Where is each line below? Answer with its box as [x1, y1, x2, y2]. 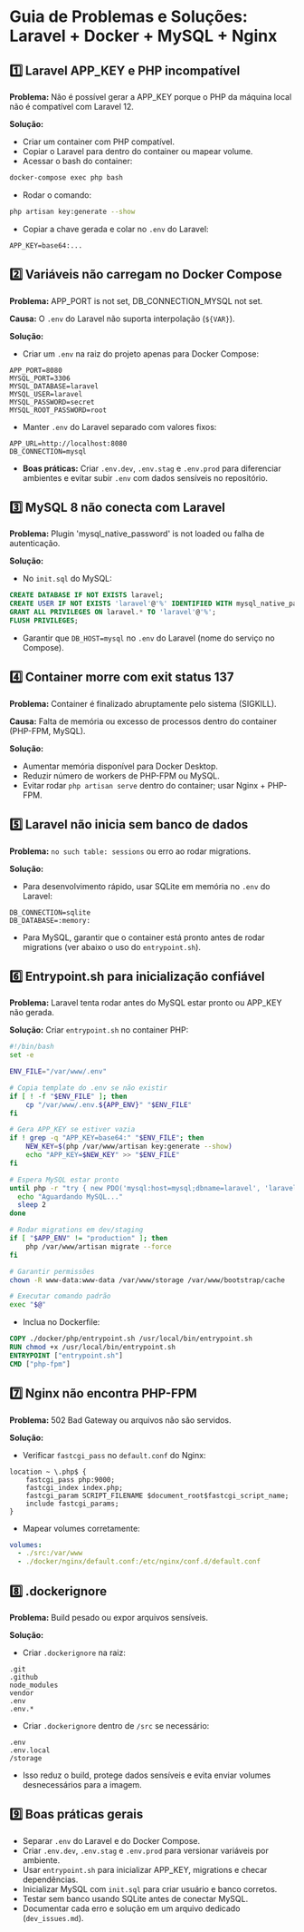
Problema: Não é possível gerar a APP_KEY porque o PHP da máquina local [9, 92, 292, 102]
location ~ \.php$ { [9, 1467, 88, 1476]
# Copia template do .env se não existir [9, 1083, 168, 1093]
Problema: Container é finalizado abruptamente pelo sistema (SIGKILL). [9, 698, 278, 709]
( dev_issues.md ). [22, 1912, 84, 1923]
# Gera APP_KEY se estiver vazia [9, 1125, 136, 1134]
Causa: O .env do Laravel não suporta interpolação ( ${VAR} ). [9, 313, 235, 324]
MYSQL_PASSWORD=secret [9, 397, 95, 407]
